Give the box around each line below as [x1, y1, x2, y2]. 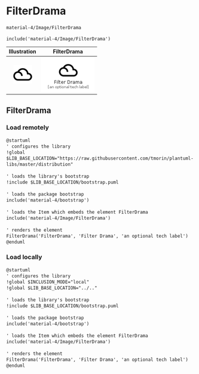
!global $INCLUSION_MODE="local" [6, 279, 90, 285]
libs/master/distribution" [6, 161, 74, 167]
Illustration [8, 48, 37, 55]
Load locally [6, 253, 42, 261]
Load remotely [6, 123, 50, 131]
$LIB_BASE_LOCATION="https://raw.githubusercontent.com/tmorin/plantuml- [6, 155, 194, 161]
